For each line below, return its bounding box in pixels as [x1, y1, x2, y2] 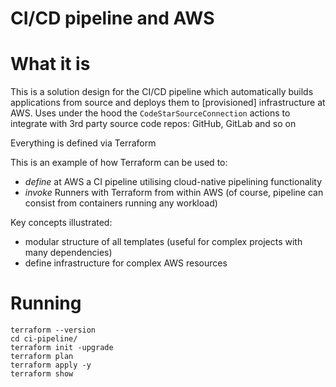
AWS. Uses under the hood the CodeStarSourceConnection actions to [10, 107, 291, 119]
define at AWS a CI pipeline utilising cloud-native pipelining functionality [24, 176, 323, 188]
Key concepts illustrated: [10, 217, 113, 229]
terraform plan [10, 352, 74, 362]
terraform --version [10, 325, 97, 336]
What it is [10, 53, 91, 76]
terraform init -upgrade [10, 343, 114, 353]
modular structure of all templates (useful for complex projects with [24, 236, 303, 248]
